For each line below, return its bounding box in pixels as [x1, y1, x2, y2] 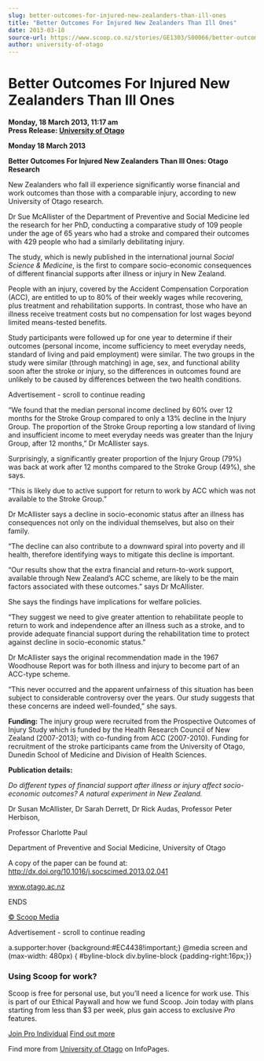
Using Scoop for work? [8, 970, 97, 982]
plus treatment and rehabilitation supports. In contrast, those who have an [8, 301, 247, 311]
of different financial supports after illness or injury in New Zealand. [8, 269, 226, 279]
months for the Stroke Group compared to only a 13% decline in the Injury [8, 414, 247, 423]
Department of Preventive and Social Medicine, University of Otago [8, 843, 226, 852]
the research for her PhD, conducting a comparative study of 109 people [8, 220, 243, 230]
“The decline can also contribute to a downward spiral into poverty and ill [8, 542, 245, 551]
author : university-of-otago [8, 41, 104, 49]
